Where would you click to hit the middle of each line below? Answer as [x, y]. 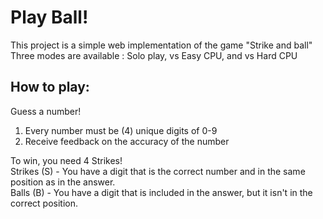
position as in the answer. [63, 182]
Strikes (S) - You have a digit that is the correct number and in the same [158, 171]
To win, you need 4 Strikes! [66, 160]
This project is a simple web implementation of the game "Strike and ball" [161, 45]
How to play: [50, 87]
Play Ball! [49, 17]
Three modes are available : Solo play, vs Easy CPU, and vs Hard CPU [154, 55]
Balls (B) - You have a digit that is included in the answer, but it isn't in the [161, 192]
